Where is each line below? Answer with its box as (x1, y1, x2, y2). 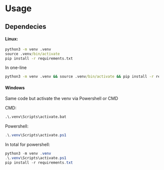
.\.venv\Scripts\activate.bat (5, 114, 67, 120)
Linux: (5, 36, 18, 42)
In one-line (5, 64, 27, 71)
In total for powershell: (5, 142, 50, 148)
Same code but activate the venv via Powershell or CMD (5, 96, 119, 102)
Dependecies (5, 22, 46, 31)
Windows (5, 85, 25, 90)
